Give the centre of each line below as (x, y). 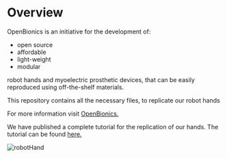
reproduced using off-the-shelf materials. (66, 87)
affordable (31, 52)
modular (29, 66)
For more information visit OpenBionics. (63, 114)
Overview (35, 13)
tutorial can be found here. (44, 134)
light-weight (34, 59)
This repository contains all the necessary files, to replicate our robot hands (113, 100)
